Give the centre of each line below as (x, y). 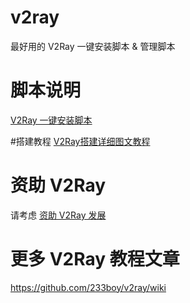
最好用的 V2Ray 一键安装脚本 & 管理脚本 (93, 46)
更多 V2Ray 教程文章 (95, 259)
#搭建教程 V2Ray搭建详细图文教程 (80, 141)
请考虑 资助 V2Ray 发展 (58, 215)
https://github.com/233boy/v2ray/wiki (88, 287)
